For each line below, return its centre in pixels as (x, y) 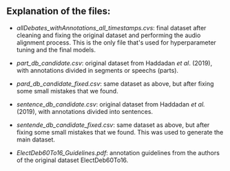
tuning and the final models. (56, 49)
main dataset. (36, 139)
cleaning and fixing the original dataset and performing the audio (108, 35)
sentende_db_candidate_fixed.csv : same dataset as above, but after (113, 125)
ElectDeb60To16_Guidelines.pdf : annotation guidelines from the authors (118, 152)
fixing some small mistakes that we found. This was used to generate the (120, 132)
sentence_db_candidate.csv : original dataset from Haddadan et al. (111, 104)
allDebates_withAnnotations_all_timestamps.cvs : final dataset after (111, 27)
